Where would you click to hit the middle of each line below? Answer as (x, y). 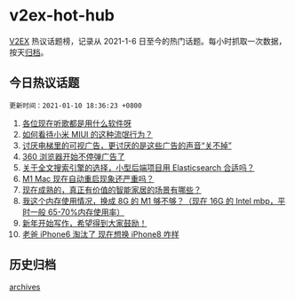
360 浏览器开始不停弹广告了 (73, 156)
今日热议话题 (44, 83)
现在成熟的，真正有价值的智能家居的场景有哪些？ (112, 189)
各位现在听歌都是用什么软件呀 (76, 123)
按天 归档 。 (29, 52)
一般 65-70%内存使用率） (77, 212)
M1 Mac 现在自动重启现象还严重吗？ (88, 178)
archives (25, 287)
